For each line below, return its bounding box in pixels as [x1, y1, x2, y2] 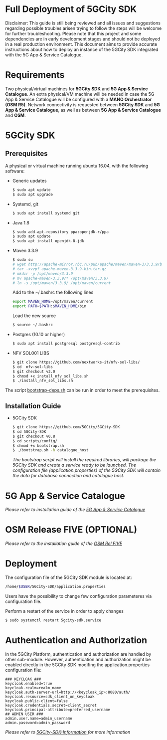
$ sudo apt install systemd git [12, 210, 80, 215]
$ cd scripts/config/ [12, 438, 57, 443]
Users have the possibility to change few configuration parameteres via [5, 593, 152, 599]
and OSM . [5, 112, 26, 118]
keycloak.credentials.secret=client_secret [5, 703, 97, 708]
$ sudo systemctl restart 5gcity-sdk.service [5, 618, 101, 623]
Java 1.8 [12, 219, 30, 225]
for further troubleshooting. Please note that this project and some [5, 30, 142, 36]
